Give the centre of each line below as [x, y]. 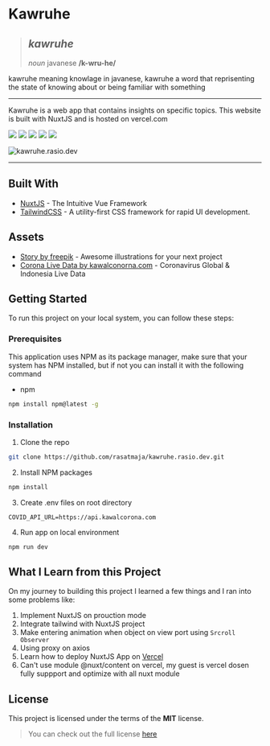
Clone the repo [45, 442]
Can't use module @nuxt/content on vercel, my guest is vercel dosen [134, 666]
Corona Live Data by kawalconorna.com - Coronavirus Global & [125, 265]
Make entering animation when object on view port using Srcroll [127, 633]
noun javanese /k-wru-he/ [72, 63]
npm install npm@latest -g [53, 404]
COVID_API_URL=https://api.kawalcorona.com [82, 517]
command [25, 373]
